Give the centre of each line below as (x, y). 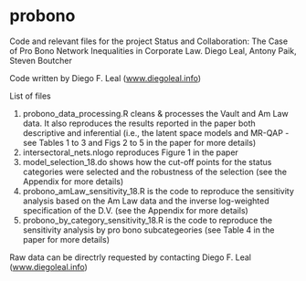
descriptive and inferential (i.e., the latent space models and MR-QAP (153, 132)
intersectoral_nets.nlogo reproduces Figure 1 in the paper (131, 152)
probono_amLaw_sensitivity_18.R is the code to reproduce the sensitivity (158, 191)
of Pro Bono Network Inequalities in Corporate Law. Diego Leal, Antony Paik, (153, 50)
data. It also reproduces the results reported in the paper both (139, 123)
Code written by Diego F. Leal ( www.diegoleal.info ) (106, 78)
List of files (31, 96)
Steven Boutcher (41, 60)
